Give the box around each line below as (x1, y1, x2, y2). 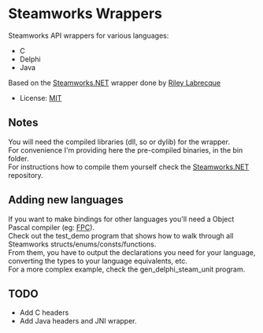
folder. (8, 154, 29, 163)
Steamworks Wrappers (8, 5, 163, 23)
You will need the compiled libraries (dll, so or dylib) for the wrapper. (8, 137, 231, 146)
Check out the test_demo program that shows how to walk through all (8, 231, 234, 240)
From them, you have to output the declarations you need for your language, (8, 247, 256, 257)
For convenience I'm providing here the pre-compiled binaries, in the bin (8, 145, 243, 154)
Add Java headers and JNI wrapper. (19, 316, 137, 326)
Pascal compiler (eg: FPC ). (8, 222, 95, 232)
